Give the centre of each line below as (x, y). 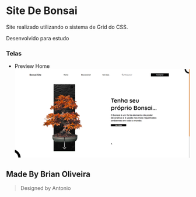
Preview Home (32, 66)
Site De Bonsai (42, 11)
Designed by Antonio (45, 188)
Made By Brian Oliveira (48, 174)
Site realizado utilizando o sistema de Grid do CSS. (67, 27)
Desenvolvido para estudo (38, 38)
